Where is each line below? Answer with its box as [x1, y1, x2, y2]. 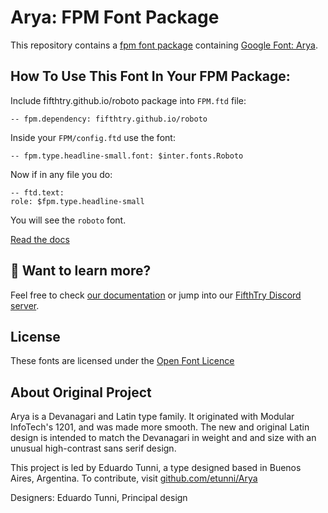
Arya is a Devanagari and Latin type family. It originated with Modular [10, 411, 295, 423]
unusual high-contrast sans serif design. [10, 442, 177, 455]
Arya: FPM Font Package [10, 6, 220, 29]
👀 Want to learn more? [10, 262, 152, 280]
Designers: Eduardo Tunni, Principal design [10, 492, 188, 504]
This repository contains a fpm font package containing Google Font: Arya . [10, 39, 318, 51]
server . [10, 299, 40, 311]
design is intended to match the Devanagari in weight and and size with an [10, 432, 317, 444]
